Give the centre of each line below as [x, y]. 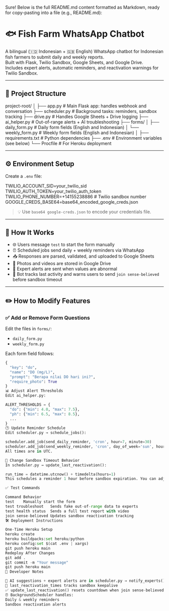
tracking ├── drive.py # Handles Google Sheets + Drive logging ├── [77, 116]
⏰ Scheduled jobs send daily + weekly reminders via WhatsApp [78, 250]
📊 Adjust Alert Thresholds [34, 391]
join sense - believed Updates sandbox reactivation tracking [70, 516]
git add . [16, 558]
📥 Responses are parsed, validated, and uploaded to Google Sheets [83, 256]
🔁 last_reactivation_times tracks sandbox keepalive [62, 586]
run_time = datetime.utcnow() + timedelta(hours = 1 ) [60, 474]
